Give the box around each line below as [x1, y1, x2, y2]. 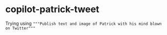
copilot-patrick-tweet [5, 4, 100, 15]
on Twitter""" [5, 25, 36, 31]
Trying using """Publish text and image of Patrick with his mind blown [5, 20, 162, 26]
